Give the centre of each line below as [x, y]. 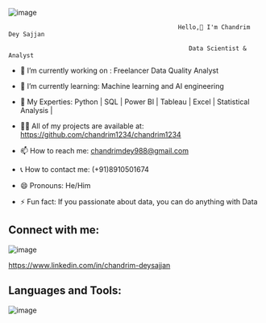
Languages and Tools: [65, 291]
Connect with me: [54, 230]
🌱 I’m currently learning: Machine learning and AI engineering [122, 86]
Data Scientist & [218, 48]
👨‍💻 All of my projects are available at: [82, 126]
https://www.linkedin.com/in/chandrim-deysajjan [89, 265]
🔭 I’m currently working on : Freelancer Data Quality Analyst [119, 70]
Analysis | [36, 110]
